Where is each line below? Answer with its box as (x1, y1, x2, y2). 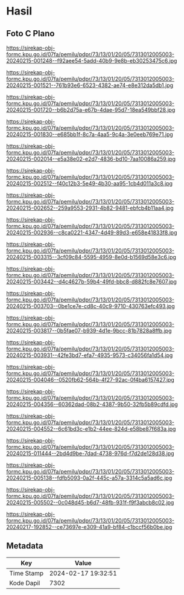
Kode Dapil (9, 579, 40, 587)
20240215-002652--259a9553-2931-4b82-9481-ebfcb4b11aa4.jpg (6, 204, 174, 211)
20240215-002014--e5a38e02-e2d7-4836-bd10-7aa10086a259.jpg (6, 155, 176, 162)
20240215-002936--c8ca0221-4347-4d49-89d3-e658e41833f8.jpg (6, 229, 177, 236)
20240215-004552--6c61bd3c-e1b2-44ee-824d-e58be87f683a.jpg (6, 425, 176, 433)
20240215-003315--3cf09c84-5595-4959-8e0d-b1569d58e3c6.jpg (6, 254, 177, 260)
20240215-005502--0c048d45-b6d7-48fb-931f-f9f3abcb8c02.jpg (6, 499, 174, 506)
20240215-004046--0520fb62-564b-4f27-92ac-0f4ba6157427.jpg (6, 376, 175, 383)
